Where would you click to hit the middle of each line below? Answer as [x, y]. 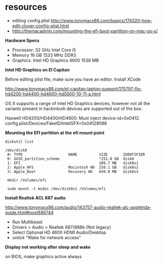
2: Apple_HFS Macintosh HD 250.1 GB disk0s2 [73, 167]
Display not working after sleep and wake [48, 247]
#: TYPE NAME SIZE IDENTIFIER [76, 154]
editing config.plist [31, 21]
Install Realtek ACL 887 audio [35, 198]
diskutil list [20, 142]
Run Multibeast [27, 222]
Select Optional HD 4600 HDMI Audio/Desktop [59, 232]
